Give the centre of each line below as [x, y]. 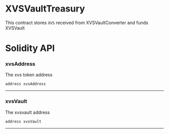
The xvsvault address [28, 112]
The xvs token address [29, 75]
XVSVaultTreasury [45, 9]
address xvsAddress [26, 84]
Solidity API [30, 48]
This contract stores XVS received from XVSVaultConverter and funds [77, 23]
